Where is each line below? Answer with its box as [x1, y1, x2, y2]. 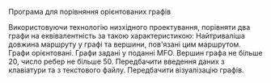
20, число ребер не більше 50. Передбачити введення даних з [8, 56, 225, 66]
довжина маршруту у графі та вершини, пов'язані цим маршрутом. [8, 39, 241, 49]
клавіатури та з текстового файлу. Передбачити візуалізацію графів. [8, 65, 244, 75]
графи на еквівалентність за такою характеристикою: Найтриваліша [8, 31, 245, 40]
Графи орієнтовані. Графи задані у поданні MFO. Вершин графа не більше [8, 48, 263, 57]
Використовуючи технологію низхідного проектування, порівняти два [8, 23, 251, 31]
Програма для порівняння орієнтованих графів [8, 7, 171, 16]
